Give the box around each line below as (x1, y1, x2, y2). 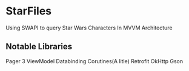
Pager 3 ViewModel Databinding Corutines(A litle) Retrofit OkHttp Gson (5, 57, 184, 64)
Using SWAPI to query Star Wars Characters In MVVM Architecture (5, 24, 173, 31)
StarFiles (5, 4, 52, 18)
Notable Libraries (5, 42, 73, 52)
